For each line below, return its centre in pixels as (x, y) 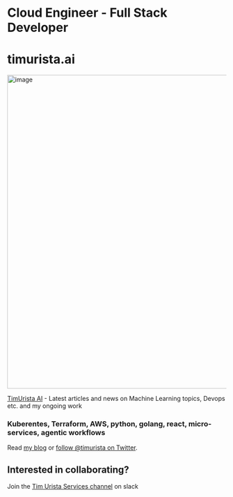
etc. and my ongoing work (45, 406)
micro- (200, 424)
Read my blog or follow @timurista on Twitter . (72, 448)
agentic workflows (73, 433)
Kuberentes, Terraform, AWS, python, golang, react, (97, 424)
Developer (38, 27)
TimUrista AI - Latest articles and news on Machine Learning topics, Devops (116, 399)
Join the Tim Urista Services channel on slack (73, 487)
